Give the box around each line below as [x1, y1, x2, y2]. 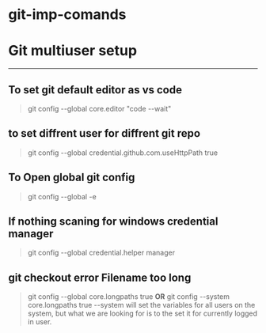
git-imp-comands [8, 6, 127, 24]
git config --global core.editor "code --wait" [27, 104, 172, 113]
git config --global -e [27, 191, 97, 201]
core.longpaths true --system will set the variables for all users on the [27, 301, 256, 310]
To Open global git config [8, 171, 135, 184]
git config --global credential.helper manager [27, 248, 176, 258]
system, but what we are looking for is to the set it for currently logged [27, 308, 258, 318]
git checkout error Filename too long [8, 271, 192, 284]
